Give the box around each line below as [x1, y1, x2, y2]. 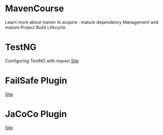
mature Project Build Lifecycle [5, 24, 66, 30]
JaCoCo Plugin [5, 108, 67, 119]
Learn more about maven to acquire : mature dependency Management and [5, 19, 159, 25]
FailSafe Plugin [5, 75, 67, 86]
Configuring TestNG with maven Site [5, 57, 79, 64]
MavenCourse [5, 3, 64, 14]
